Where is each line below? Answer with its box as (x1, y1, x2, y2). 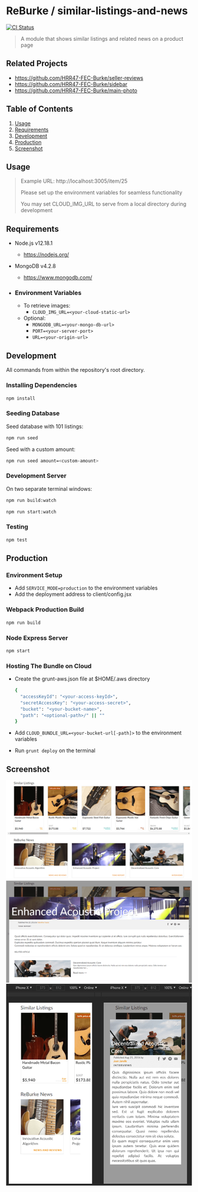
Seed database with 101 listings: (6, 423, 84, 430)
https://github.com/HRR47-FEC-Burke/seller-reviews (14, 74, 144, 81)
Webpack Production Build (6, 605, 84, 614)
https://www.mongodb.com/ (23, 274, 93, 281)
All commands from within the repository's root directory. (6, 367, 146, 374)
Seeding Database (6, 409, 60, 417)
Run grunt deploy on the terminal (14, 747, 95, 754)
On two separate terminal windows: (6, 485, 93, 492)
